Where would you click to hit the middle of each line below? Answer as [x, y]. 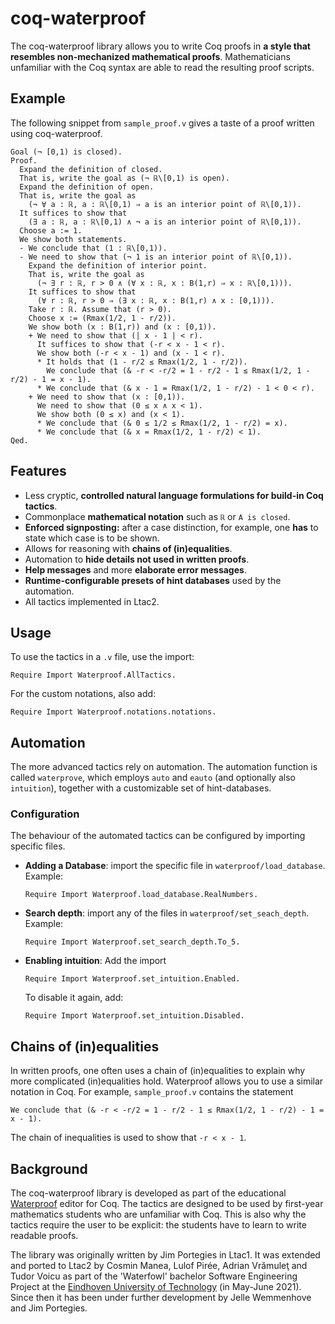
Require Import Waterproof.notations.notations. [113, 712]
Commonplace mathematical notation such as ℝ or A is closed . [157, 516]
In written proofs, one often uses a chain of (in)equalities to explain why [158, 1071]
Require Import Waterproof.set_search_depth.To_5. [132, 942]
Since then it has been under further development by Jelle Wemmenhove [161, 1298]
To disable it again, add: [74, 998]
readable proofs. [44, 1236]
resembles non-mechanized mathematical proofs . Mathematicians [150, 56]
